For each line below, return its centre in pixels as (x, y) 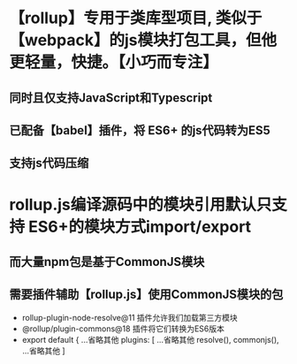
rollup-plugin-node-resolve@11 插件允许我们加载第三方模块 (130, 317)
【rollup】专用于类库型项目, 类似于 (136, 18)
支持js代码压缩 (49, 163)
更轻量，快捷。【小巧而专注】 (114, 62)
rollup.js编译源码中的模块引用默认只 (141, 205)
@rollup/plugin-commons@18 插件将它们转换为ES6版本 (123, 329)
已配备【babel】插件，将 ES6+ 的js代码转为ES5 (140, 130)
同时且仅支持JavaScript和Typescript (111, 98)
